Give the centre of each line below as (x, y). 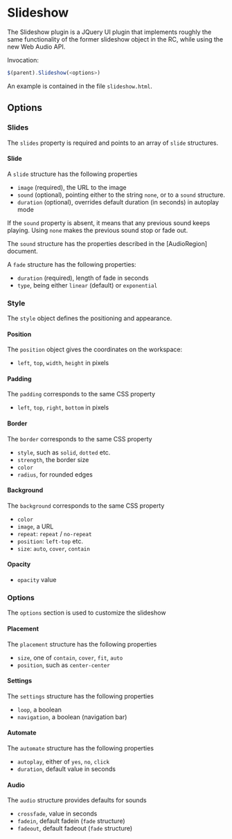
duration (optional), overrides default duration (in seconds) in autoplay (118, 202)
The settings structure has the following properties (81, 696)
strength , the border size (53, 459)
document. (23, 251)
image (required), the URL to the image (72, 187)
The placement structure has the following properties (82, 644)
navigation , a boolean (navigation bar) (72, 717)
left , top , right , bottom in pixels (63, 407)
